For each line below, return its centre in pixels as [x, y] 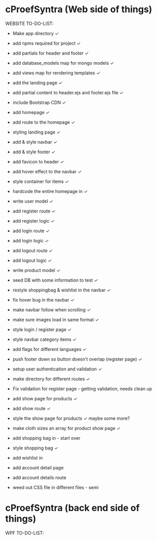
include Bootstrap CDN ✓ [39, 102]
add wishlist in [28, 457]
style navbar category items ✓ [44, 339]
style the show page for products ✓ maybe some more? [71, 418]
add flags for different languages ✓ [50, 349]
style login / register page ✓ [42, 329]
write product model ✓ [37, 270]
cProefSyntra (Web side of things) [79, 9]
